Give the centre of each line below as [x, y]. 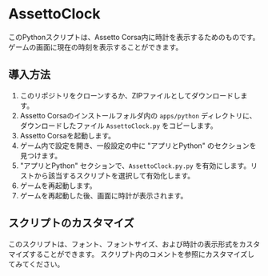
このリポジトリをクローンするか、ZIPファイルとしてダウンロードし [130, 95]
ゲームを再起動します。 [58, 186]
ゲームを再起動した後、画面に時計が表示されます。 [104, 195]
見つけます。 [41, 155]
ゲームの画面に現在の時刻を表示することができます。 [96, 47]
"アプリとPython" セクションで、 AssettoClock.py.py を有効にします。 [135, 166]
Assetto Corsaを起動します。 [68, 135]
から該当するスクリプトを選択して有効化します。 [114, 175]
